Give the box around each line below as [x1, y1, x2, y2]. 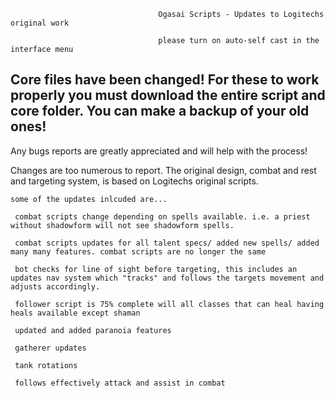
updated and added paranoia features [14, 325, 172, 335]
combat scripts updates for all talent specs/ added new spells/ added [14, 238, 320, 248]
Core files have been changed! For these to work [10, 71, 320, 89]
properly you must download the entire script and [10, 87, 326, 104]
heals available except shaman [10, 308, 141, 318]
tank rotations [14, 360, 78, 370]
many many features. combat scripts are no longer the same [10, 246, 267, 257]
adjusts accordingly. [10, 281, 101, 292]
